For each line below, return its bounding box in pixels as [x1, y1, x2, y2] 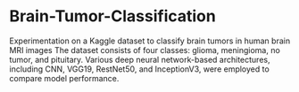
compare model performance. [9, 73, 120, 83]
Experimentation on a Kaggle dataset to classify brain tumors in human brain [9, 35, 291, 46]
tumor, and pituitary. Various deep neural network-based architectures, [9, 54, 270, 65]
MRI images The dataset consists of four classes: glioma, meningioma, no [9, 44, 281, 55]
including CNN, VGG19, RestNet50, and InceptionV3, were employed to [9, 64, 270, 74]
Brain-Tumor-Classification [9, 6, 216, 27]
